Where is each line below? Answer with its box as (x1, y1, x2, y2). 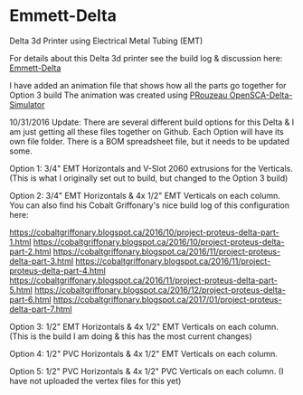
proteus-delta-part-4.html (9, 265, 106, 276)
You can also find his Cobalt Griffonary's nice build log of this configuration (9, 200, 290, 211)
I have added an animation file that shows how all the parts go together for (9, 80, 287, 90)
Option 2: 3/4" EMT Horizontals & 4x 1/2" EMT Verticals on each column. (9, 190, 280, 201)
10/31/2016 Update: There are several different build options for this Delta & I (9, 117, 295, 127)
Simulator (9, 99, 45, 109)
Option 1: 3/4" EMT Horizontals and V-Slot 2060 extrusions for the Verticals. (9, 163, 294, 174)
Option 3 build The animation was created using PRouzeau (9, 89, 228, 100)
